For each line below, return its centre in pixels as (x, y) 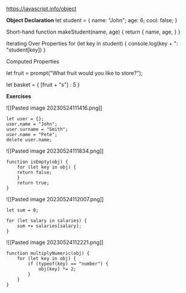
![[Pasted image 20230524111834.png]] (55, 151)
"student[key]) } (26, 50)
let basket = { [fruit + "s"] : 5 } (43, 84)
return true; (33, 183)
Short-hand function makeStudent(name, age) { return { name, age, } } (93, 32)
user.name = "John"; (32, 124)
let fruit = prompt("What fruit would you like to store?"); (74, 73)
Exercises (19, 96)
